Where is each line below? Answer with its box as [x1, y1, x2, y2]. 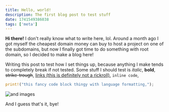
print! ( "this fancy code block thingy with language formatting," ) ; [5, 82, 154, 87]
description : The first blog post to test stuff [5, 12, 111, 17]
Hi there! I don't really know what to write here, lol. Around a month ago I [5, 35, 159, 42]
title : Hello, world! [5, 7, 52, 13]
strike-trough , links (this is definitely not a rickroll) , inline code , [5, 72, 139, 79]
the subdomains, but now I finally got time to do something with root [5, 46, 149, 52]
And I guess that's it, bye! [5, 101, 59, 107]
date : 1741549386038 [5, 17, 50, 22]
